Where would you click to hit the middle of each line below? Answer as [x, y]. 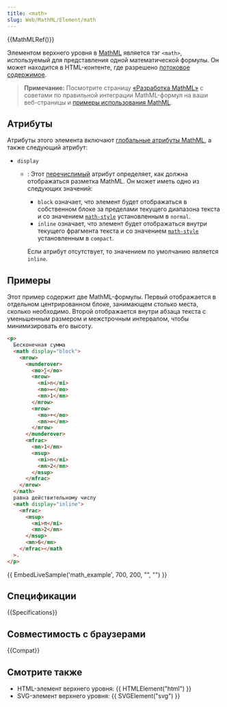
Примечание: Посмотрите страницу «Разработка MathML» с [113, 88]
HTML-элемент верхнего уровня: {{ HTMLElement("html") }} [104, 689]
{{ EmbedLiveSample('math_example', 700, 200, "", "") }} [87, 574]
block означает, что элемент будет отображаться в [112, 202]
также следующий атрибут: [47, 147]
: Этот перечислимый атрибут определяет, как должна [107, 174]
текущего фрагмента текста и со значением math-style [118, 231]
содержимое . [27, 74]
